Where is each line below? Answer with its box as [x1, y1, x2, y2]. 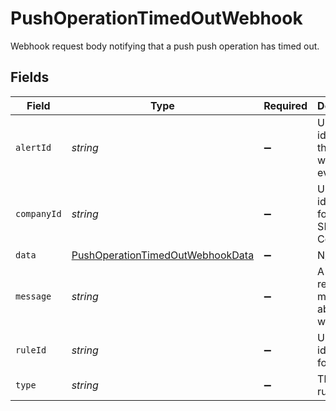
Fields [10, 69, 50, 86]
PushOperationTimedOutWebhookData [71, 248, 255, 262]
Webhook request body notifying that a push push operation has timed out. [10, 40, 320, 52]
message [15, 290, 52, 302]
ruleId [15, 344, 47, 356]
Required [263, 98, 308, 112]
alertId [15, 142, 52, 153]
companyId [15, 208, 62, 219]
